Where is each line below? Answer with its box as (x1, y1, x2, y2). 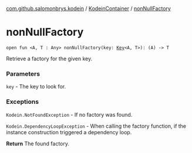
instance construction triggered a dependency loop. (6, 128, 132, 135)
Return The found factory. (6, 140, 69, 147)
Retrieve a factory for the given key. (6, 55, 93, 62)
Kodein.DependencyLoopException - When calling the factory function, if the (6, 123, 187, 130)
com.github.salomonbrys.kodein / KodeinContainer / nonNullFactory (6, 5, 171, 12)
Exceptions (6, 98, 39, 106)
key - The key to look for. (6, 83, 66, 90)
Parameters (6, 70, 40, 78)
